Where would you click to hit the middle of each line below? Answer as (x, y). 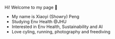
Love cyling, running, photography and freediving (61, 32)
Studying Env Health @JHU (39, 22)
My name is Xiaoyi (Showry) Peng (45, 16)
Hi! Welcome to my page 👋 (31, 7)
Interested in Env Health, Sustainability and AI (57, 27)
